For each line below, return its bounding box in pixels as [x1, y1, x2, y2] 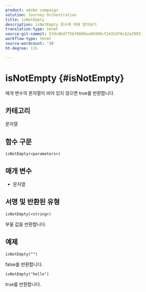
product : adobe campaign [5, 7, 58, 13]
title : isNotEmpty [5, 17, 45, 22]
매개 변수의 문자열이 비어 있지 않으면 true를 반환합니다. [5, 90, 115, 96]
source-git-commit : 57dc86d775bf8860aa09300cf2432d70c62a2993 [5, 31, 141, 36]
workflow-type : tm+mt [5, 36, 52, 42]
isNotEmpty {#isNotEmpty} [5, 72, 124, 84]
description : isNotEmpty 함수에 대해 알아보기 [5, 22, 97, 27]
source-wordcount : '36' [5, 41, 56, 46]
